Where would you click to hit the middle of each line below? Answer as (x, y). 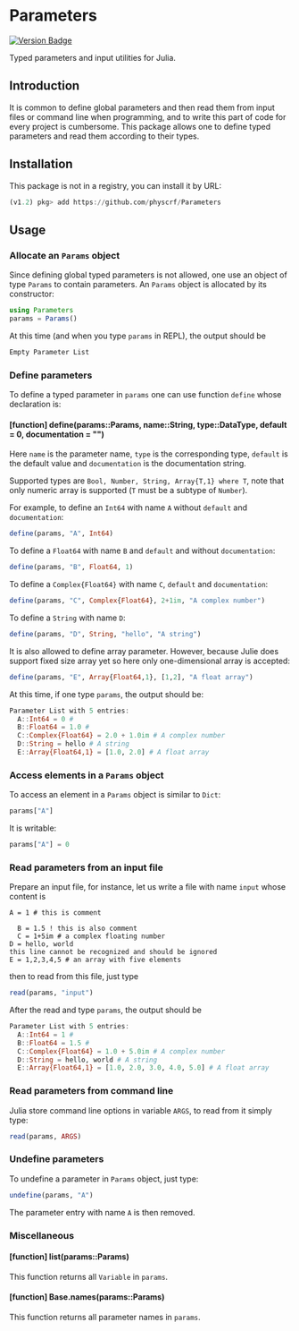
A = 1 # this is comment (55, 913)
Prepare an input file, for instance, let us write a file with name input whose (148, 887)
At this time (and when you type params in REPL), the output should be (137, 336)
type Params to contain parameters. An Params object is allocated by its (138, 285)
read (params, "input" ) (51, 993)
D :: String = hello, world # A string (87, 1060)
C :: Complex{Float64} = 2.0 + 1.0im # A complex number (121, 736)
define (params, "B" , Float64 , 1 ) (71, 567)
